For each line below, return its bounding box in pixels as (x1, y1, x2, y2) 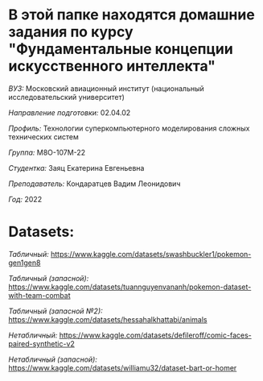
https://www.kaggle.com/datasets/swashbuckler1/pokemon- (51, 249, 252, 259)
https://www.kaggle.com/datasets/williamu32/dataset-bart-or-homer (8, 362, 237, 372)
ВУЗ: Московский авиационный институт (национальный (8, 83, 205, 93)
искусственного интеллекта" (8, 57, 216, 76)
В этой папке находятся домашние (8, 6, 255, 24)
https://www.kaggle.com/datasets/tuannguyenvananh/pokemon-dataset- (8, 282, 252, 292)
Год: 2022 (8, 194, 43, 204)
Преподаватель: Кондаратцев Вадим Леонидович (8, 179, 181, 188)
